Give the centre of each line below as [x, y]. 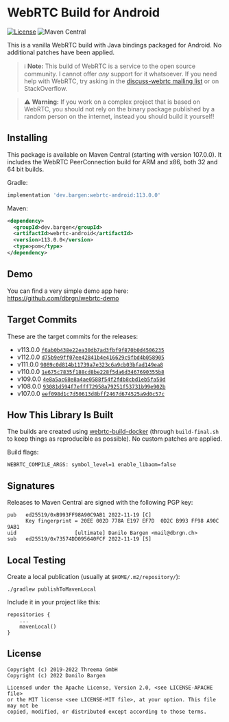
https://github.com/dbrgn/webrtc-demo [63, 298]
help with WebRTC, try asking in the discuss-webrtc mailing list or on [121, 81]
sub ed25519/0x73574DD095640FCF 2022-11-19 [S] [80, 539]
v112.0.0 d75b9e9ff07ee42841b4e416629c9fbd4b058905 [91, 357]
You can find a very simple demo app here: [68, 291]
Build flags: [23, 452]
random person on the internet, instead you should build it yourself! [119, 116]
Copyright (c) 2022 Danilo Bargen [57, 675]
